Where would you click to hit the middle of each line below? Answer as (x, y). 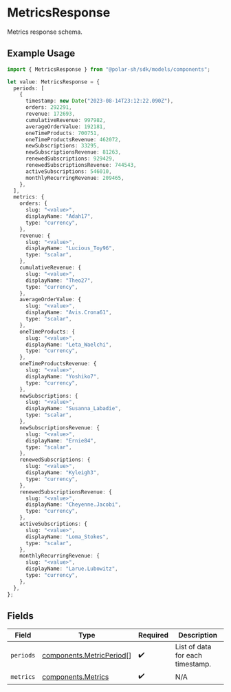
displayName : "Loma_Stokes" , (67, 537)
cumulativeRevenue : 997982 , (66, 120)
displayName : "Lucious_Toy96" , (70, 248)
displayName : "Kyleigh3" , (62, 473)
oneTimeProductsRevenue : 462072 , (73, 139)
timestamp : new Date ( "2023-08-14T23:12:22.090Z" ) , (99, 101)
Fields (21, 616)
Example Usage (41, 53)
